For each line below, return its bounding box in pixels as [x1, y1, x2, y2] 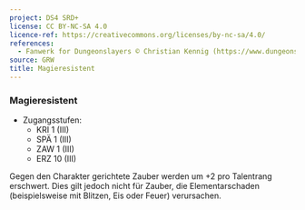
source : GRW [9, 55, 54, 65]
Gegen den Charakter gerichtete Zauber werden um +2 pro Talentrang [9, 171, 272, 182]
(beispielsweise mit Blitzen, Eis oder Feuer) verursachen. [9, 190, 222, 201]
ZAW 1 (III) [35, 144, 75, 155]
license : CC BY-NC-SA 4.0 [9, 22, 107, 31]
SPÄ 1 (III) [35, 134, 73, 145]
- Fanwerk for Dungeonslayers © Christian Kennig [17, 47, 209, 56]
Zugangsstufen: [22, 115, 83, 125]
